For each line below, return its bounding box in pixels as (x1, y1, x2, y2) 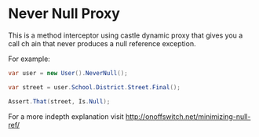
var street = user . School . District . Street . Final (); (8, 83, 181, 91)
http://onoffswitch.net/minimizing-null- (125, 111, 251, 121)
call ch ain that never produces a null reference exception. (8, 38, 196, 48)
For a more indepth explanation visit (8, 111, 124, 121)
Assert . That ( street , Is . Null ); (8, 97, 111, 106)
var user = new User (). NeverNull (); (8, 69, 128, 77)
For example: (8, 54, 51, 63)
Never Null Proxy (8, 5, 120, 23)
